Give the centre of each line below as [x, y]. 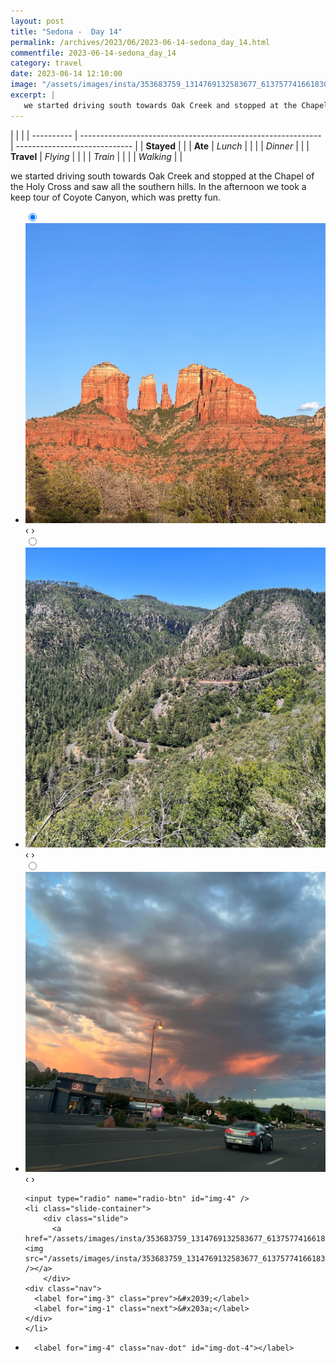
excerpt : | [33, 95]
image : [24, 85]
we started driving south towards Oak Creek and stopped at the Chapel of [162, 176]
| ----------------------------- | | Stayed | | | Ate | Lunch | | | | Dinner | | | [160, 146]
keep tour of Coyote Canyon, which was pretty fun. [116, 197]
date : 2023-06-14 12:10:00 [66, 74]
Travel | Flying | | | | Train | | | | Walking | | [96, 156]
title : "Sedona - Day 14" [66, 31]
